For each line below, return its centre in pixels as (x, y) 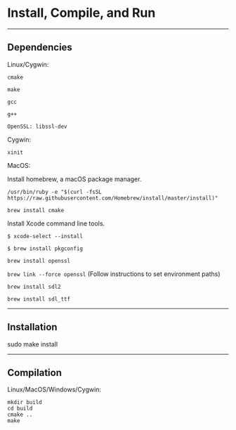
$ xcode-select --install (45, 236)
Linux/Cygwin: (28, 64)
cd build (20, 409)
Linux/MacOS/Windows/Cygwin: (54, 390)
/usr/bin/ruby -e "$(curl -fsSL (54, 192)
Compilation (34, 373)
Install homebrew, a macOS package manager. (74, 179)
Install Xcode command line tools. (56, 223)
